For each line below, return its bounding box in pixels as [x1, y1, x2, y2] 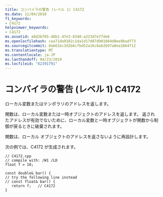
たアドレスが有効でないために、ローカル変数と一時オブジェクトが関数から [5, 117, 154, 123]
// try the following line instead [5, 175, 77, 180]
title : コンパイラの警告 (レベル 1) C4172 [5, 7, 84, 12]
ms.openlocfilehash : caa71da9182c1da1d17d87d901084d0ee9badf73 [5, 39, 136, 44]
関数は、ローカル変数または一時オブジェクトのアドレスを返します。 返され [5, 111, 155, 117]
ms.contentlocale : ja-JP [5, 52, 55, 57]
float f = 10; [5, 162, 34, 167]
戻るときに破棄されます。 [13, 124, 65, 129]
